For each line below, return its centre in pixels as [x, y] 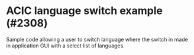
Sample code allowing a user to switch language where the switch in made [97, 39]
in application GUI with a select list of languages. [66, 46]
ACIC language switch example [84, 11]
